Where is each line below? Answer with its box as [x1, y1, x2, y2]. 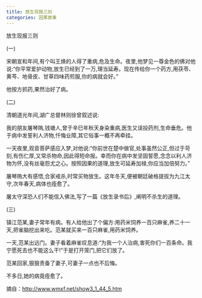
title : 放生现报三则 [6, 8, 52, 15]
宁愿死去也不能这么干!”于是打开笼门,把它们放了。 [6, 246, 128, 254]
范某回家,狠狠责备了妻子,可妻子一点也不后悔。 [6, 259, 121, 267]
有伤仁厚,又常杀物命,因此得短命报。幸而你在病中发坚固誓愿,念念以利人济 [13, 152, 192, 159]
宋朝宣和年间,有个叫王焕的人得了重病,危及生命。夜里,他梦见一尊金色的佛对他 [6, 57, 196, 65]
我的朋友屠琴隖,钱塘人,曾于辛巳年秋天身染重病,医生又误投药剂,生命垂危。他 [6, 124, 192, 131]
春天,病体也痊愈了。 [24, 180, 74, 187]
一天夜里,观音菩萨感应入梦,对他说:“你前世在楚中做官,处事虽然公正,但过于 [6, 144, 185, 152]
